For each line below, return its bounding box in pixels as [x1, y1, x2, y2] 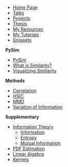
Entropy [20, 135, 37, 140]
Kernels [12, 156, 29, 162]
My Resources [12, 26, 43, 32]
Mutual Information [20, 140, 61, 146]
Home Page [12, 5, 38, 10]
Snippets [12, 37, 32, 43]
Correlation [12, 88, 37, 94]
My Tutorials [12, 32, 39, 37]
